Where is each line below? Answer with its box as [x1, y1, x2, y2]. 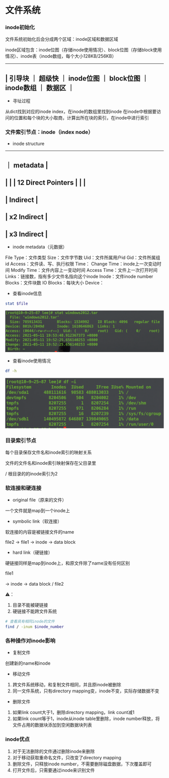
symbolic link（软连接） [12, 518, 62, 524]
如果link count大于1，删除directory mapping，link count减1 [12, 710, 135, 716]
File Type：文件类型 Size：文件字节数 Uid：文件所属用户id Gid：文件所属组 [5, 254, 160, 260]
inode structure [12, 140, 45, 147]
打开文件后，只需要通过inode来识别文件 [12, 767, 95, 773]
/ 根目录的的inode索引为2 [5, 471, 58, 477]
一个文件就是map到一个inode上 [5, 508, 70, 514]
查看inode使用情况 [12, 358, 51, 364]
